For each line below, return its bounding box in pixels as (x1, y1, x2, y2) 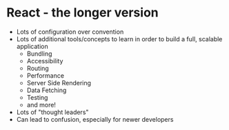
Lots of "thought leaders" (16, 108, 89, 116)
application (16, 42, 49, 50)
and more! (26, 100, 57, 109)
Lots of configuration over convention (16, 28, 124, 36)
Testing (26, 93, 48, 101)
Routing (26, 64, 49, 72)
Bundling (26, 50, 52, 58)
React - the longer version (6, 5, 159, 21)
